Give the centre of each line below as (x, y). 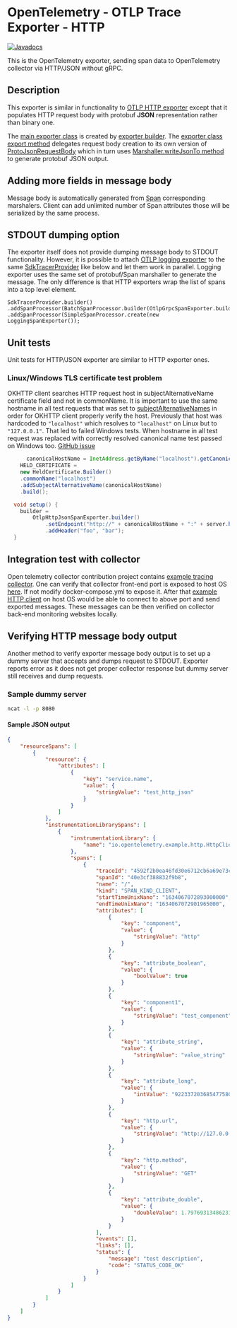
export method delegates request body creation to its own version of (107, 143)
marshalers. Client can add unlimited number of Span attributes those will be (119, 205)
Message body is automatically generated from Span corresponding (107, 198)
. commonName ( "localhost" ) (58, 479)
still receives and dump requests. (55, 676)
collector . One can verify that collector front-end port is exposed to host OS (117, 584)
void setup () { (36, 505)
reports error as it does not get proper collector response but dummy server (118, 668)
